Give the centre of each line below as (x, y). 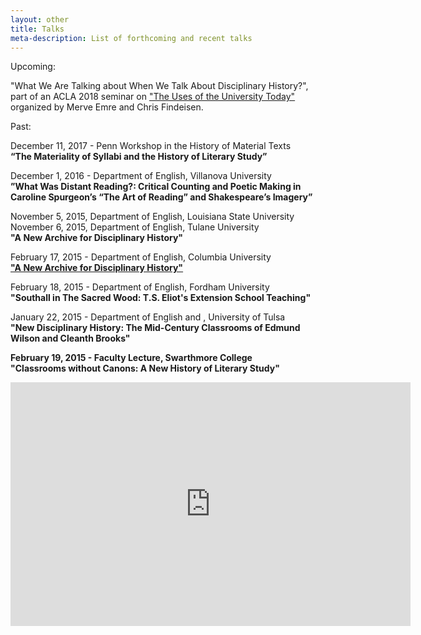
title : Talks (37, 29)
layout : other (40, 19)
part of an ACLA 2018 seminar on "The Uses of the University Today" (153, 97)
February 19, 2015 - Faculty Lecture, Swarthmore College (131, 358)
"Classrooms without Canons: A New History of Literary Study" (145, 368)
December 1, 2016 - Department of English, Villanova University (141, 176)
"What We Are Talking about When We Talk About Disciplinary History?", (159, 86)
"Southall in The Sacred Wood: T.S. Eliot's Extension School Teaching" (161, 298)
